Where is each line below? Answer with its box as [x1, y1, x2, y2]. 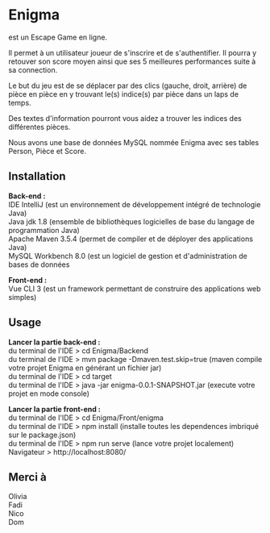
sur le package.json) [8, 430, 77, 439]
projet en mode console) [8, 389, 90, 398]
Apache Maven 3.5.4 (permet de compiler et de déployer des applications [8, 234, 254, 244]
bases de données [8, 260, 70, 269]
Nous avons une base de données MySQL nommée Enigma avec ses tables [8, 137, 260, 147]
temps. [8, 98, 31, 107]
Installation [8, 169, 66, 183]
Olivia [8, 492, 27, 502]
